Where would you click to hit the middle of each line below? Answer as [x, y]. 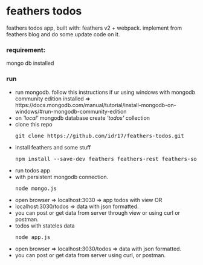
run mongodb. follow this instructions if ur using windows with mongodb [105, 92]
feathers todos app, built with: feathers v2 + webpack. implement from [94, 28]
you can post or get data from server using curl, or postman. [90, 255]
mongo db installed [30, 63]
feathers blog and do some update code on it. [63, 34]
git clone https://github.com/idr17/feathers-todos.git [99, 136]
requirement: [26, 50]
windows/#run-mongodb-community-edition [71, 111]
